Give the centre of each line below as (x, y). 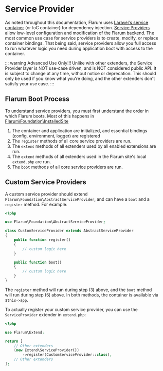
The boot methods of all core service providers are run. (67, 167)
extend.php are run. (31, 161)
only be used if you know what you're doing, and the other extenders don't (80, 78)
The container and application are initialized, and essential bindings (80, 131)
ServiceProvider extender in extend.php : (45, 314)
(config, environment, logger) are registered (56, 136)
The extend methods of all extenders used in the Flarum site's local (79, 156)
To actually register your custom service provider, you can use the (71, 309)
